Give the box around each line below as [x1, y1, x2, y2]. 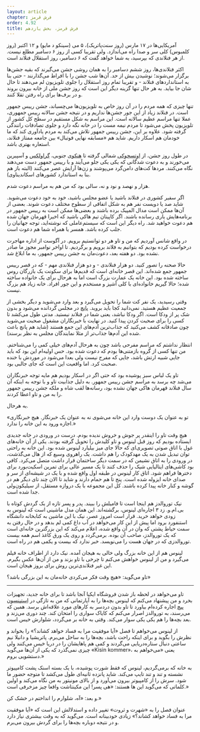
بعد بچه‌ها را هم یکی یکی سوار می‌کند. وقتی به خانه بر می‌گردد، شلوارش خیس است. [7, 616, 192, 623]
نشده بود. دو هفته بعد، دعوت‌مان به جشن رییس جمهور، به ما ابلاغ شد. [7, 250, 160, 257]
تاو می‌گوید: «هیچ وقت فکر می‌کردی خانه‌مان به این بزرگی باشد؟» [7, 573, 151, 580]
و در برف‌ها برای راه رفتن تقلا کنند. [7, 91, 82, 98]
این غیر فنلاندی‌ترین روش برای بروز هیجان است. [7, 562, 112, 569]
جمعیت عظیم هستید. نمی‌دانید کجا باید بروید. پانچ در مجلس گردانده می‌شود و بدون [7, 304, 186, 312]
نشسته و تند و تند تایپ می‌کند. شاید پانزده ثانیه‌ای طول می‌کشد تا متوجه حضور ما [7, 670, 183, 678]
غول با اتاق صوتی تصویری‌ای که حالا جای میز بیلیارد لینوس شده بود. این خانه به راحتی [7, 444, 193, 451]
